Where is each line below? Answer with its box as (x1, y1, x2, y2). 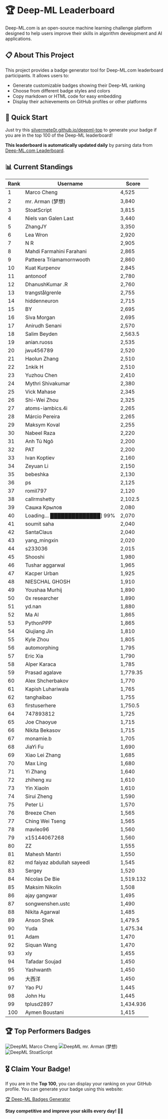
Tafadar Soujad (25, 958, 62, 965)
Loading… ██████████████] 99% (25, 512, 115, 519)
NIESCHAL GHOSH (25, 578, 71, 585)
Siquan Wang (25, 942, 57, 949)
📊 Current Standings (5, 163, 73, 171)
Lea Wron (25, 231, 48, 238)
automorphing (25, 644, 59, 651)
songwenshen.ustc (25, 900, 70, 908)
